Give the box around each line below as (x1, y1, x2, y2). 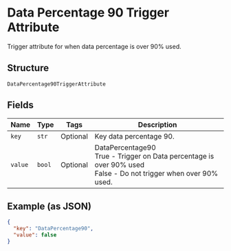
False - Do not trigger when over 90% (94, 168, 219, 178)
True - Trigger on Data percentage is (94, 151, 214, 161)
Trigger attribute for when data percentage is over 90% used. (7, 42, 181, 50)
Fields (7, 99, 34, 111)
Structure (7, 62, 49, 74)
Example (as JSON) (7, 200, 91, 212)
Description (137, 119, 177, 129)
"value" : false (13, 232, 57, 239)
